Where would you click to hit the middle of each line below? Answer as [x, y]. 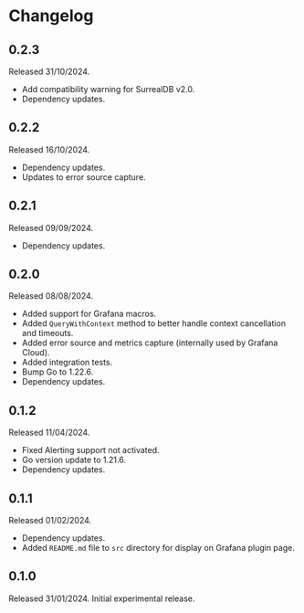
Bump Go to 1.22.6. [58, 372]
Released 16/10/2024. [49, 149]
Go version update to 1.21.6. [74, 460]
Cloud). [36, 353]
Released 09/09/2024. [51, 227]
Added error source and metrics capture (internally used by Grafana [150, 343]
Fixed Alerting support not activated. [91, 450]
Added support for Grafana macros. [89, 314]
